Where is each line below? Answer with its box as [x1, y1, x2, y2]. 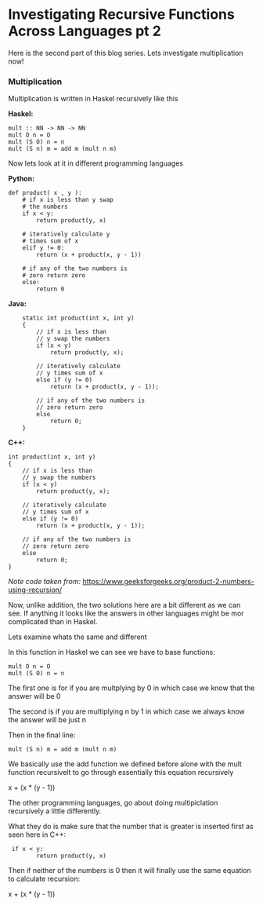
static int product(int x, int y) [22, 314, 135, 323]
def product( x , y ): [8, 189, 82, 197]
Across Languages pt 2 [8, 22, 162, 40]
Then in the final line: [8, 730, 76, 740]
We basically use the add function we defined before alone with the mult [8, 759, 243, 769]
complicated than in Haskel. [8, 617, 98, 627]
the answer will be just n [8, 715, 87, 725]
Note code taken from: [8, 577, 81, 586]
